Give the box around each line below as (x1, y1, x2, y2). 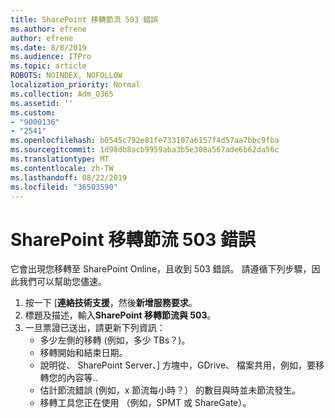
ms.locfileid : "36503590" (10, 182, 118, 192)
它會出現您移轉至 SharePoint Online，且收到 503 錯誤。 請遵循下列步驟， (10, 263, 312, 275)
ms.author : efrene (10, 24, 87, 34)
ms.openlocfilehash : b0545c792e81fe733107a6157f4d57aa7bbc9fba (10, 136, 280, 146)
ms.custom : (10, 107, 56, 118)
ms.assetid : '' (10, 98, 74, 108)
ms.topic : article (10, 61, 87, 71)
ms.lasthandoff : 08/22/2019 (10, 172, 128, 183)
